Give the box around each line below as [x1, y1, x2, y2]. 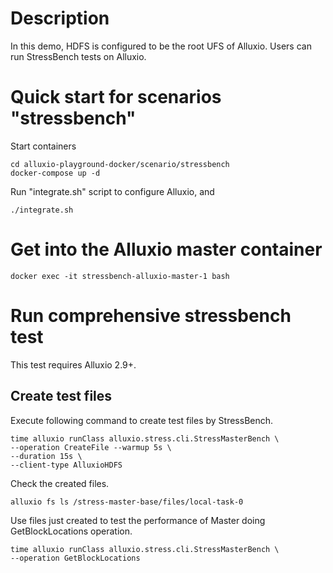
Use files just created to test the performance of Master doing [10, 514, 266, 526]
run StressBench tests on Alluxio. [10, 50, 147, 62]
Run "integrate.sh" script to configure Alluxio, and [10, 185, 215, 197]
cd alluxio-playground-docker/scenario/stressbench [10, 159, 230, 169]
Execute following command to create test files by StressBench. [10, 414, 274, 426]
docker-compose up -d [10, 168, 101, 178]
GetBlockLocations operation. [10, 525, 133, 537]
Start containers [10, 140, 77, 152]
